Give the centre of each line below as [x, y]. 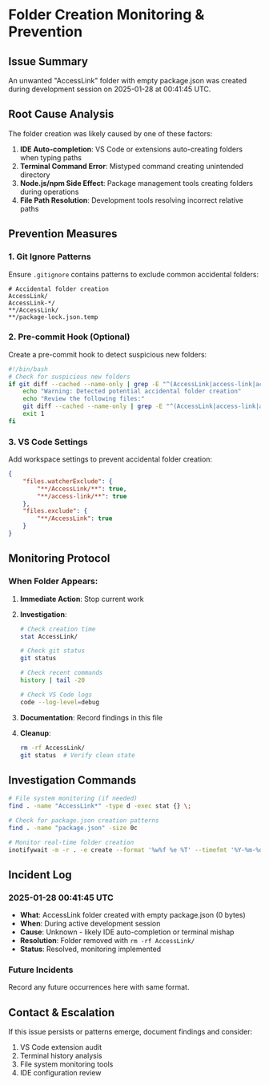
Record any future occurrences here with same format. [99, 987]
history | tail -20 [52, 680]
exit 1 [34, 414]
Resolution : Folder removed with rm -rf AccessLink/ [107, 941]
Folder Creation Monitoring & [106, 15]
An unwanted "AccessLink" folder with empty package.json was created [127, 81]
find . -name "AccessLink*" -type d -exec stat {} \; [100, 806]
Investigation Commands [72, 780]
